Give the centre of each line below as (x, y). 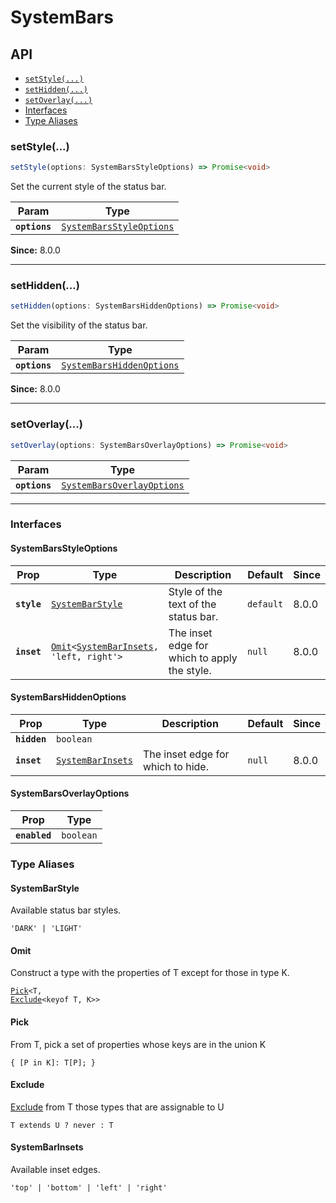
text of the (192, 604)
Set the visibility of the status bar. (79, 325)
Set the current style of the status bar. (88, 187)
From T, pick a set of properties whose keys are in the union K (138, 1044)
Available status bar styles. (66, 910)
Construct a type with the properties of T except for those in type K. (150, 973)
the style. (190, 670)
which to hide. (175, 766)
